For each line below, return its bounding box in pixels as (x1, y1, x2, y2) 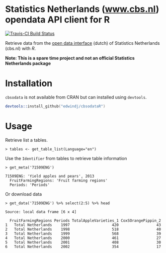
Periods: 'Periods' (9, 182, 50, 187)
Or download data (5, 191, 42, 197)
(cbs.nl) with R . (5, 45, 36, 51)
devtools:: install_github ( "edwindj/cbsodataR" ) (5, 103, 106, 109)
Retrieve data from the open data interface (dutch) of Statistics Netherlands (5, 40, 160, 46)
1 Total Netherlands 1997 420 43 (5, 222, 162, 227)
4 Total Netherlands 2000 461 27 (5, 235, 162, 241)
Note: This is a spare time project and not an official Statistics (5, 55, 135, 61)
